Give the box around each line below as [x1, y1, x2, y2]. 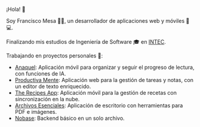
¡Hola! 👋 [6, 6, 26, 13]
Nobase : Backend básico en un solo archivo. [14, 114, 125, 122]
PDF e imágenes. [14, 108, 57, 115]
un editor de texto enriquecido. [14, 83, 91, 90]
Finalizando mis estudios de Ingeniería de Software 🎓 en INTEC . [6, 38, 166, 45]
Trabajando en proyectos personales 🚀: [6, 52, 103, 59]
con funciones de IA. [14, 70, 66, 77]
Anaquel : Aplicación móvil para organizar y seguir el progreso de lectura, [14, 63, 195, 71]
